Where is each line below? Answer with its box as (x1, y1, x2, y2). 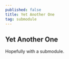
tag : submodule (5, 16, 37, 21)
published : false (5, 7, 41, 12)
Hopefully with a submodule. (5, 48, 64, 54)
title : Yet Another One (5, 12, 55, 17)
